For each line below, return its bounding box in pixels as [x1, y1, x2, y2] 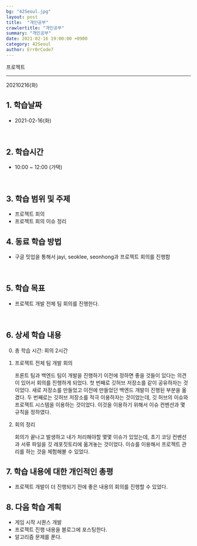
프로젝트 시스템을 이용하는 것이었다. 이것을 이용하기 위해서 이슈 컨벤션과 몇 [14, 401, 186, 408]
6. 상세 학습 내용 [6, 330, 62, 340]
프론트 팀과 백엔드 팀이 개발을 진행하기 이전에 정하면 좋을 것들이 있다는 [14, 371, 176, 378]
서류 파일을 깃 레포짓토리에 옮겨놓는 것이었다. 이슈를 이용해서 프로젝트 [21, 441, 181, 448]
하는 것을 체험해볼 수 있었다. [25, 448, 90, 455]
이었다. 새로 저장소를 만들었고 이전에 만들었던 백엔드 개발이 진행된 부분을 [14, 386, 181, 393]
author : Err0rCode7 [6, 47, 54, 53]
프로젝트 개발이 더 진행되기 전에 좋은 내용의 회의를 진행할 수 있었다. [14, 483, 168, 490]
